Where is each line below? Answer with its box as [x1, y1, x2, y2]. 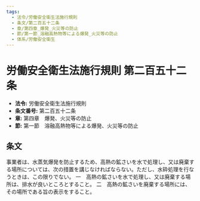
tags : [6, 8, 20, 15]
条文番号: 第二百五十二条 [14, 107, 76, 114]
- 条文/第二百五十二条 [11, 20, 60, 26]
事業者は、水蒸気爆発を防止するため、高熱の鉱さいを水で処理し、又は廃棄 [6, 158, 189, 165]
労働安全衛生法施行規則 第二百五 [6, 64, 166, 78]
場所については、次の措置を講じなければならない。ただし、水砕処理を [11, 165, 184, 173]
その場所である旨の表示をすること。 [6, 188, 96, 195]
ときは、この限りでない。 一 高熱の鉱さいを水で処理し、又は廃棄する [11, 173, 186, 180]
